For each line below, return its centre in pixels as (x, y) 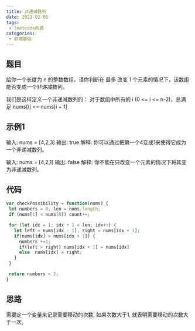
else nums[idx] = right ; (51, 253)
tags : (13, 22)
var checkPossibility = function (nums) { (57, 203)
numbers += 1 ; (35, 242)
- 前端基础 (20, 39)
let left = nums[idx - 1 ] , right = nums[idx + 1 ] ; (77, 230)
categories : (20, 34)
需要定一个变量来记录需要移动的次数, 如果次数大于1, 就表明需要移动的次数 (95, 315)
